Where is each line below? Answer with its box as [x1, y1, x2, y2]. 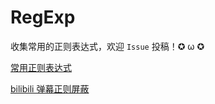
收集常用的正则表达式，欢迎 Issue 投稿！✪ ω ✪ [10, 40, 205, 52]
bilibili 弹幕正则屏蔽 [10, 82, 90, 95]
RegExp [10, 6, 76, 29]
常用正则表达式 [10, 61, 72, 73]
